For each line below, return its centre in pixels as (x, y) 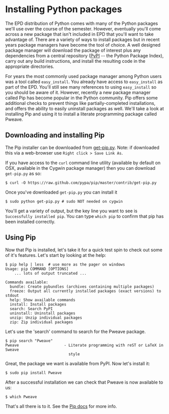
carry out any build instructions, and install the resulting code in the (75, 61)
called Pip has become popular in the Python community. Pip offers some (81, 98)
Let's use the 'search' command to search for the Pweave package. (76, 331)
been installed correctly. (30, 221)
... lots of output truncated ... (50, 273)
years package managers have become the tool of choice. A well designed (83, 45)
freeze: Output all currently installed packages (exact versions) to (86, 291)
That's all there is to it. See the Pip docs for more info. (61, 406)
